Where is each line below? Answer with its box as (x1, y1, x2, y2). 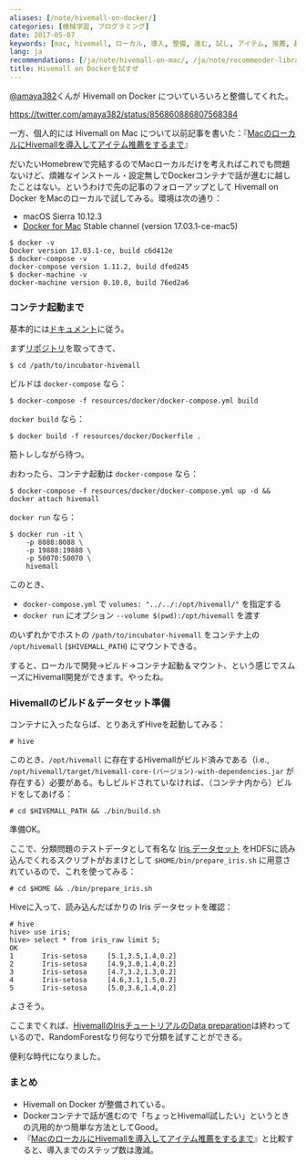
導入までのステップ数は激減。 (46, 1144, 159, 1155)
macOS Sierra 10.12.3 (22, 211, 103, 222)
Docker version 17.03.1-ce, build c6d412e (9, 246, 173, 256)
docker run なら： (9, 512, 77, 523)
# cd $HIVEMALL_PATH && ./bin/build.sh (9, 807, 161, 816)
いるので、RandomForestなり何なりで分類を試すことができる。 (9, 1032, 248, 1043)
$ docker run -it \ (9, 530, 84, 540)
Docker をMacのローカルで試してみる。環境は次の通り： (9, 193, 223, 204)
